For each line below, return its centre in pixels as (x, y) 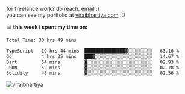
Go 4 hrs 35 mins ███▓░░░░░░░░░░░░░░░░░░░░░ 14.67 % (93, 56)
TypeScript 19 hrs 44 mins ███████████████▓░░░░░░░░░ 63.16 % (93, 51)
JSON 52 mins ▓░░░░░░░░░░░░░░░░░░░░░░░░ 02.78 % (93, 68)
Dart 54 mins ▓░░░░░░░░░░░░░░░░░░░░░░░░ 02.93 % (93, 62)
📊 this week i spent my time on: (47, 27)
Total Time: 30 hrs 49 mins (42, 40)
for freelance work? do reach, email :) (53, 9)
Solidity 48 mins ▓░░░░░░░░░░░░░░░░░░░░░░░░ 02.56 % (93, 73)
